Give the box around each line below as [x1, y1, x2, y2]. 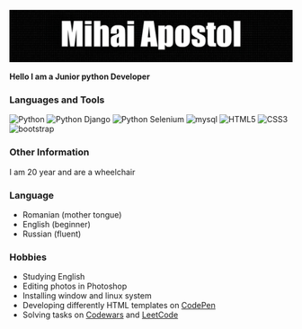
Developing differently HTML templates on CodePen [22, 300, 216, 311]
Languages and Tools [9, 93, 105, 106]
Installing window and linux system [22, 290, 152, 301]
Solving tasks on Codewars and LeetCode [22, 309, 179, 320]
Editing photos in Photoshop [22, 280, 128, 292]
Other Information [9, 146, 90, 158]
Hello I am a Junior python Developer [9, 71, 150, 82]
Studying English [22, 271, 85, 282]
